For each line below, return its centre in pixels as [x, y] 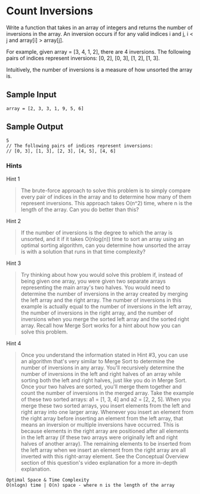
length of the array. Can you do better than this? [80, 209]
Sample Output [35, 127]
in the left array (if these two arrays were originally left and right [99, 437]
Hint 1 [13, 179]
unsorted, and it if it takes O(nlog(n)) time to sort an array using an [102, 239]
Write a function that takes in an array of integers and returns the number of [99, 27]
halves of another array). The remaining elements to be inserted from [106, 443]
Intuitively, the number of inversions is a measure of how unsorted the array [99, 69]
